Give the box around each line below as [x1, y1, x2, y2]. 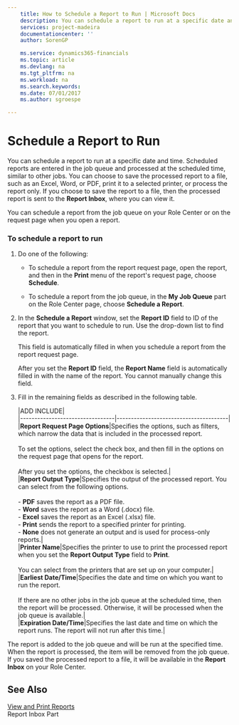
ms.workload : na [20, 76, 69, 83]
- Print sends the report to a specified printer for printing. [17, 521, 186, 529]
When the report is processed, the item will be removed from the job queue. [7, 647, 230, 656]
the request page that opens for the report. [17, 452, 144, 461]
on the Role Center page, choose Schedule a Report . [28, 300, 184, 308]
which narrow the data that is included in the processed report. [17, 429, 203, 438]
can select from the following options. [17, 482, 129, 491]
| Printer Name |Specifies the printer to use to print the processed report [17, 543, 228, 552]
